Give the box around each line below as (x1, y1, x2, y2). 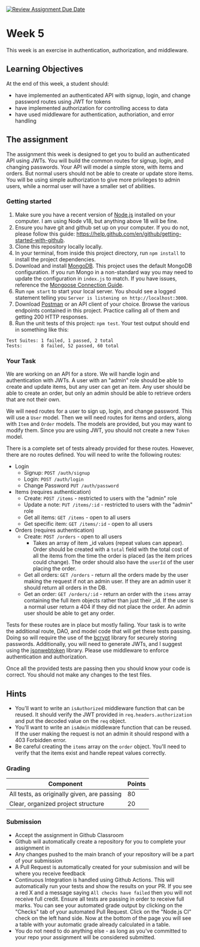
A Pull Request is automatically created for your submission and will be (14, 863, 190, 871)
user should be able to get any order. (23, 610, 115, 617)
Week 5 (6, 27, 45, 40)
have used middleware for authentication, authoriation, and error (14, 111, 175, 118)
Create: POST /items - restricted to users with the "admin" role (23, 495, 177, 502)
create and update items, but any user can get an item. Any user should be (6, 383, 190, 391)
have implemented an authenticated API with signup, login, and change (14, 91, 190, 99)
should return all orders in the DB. (23, 584, 107, 591)
